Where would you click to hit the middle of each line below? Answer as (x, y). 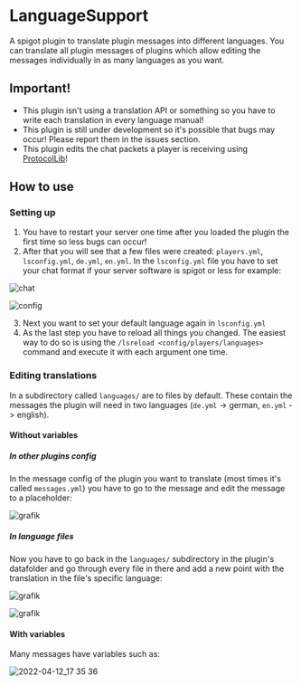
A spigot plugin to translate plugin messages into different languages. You (147, 41)
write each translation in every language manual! (113, 119)
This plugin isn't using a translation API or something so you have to (149, 110)
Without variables (44, 435)
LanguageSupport (79, 16)
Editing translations (53, 376)
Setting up (33, 213)
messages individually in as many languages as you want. (117, 60)
